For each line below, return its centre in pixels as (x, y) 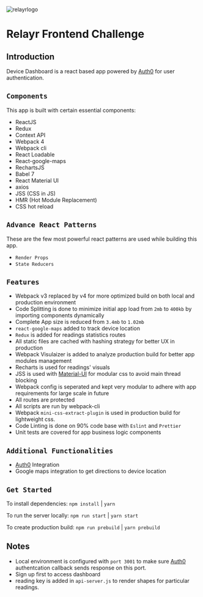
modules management (43, 361)
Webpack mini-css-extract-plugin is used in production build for (98, 413)
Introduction (31, 57)
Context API (30, 135)
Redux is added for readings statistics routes (70, 335)
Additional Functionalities (60, 451)
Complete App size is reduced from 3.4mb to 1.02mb (80, 322)
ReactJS (26, 122)
